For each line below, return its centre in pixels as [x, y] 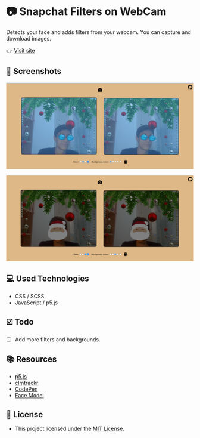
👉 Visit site [21, 50]
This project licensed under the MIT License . [70, 429]
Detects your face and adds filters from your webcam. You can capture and [99, 32]
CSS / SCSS [29, 296]
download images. [29, 38]
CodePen [26, 389]
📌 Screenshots [34, 71]
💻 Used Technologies [48, 279]
